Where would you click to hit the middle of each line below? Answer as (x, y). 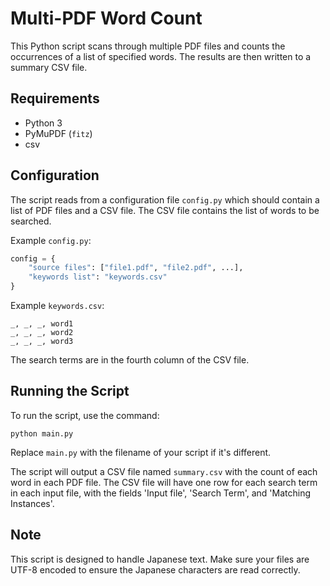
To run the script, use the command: (85, 415)
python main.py (42, 433)
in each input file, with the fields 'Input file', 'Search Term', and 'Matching (161, 493)
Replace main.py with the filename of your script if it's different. (141, 452)
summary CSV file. (49, 67)
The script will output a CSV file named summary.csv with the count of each (164, 471)
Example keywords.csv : (57, 306)
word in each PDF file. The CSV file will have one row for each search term (164, 482)
